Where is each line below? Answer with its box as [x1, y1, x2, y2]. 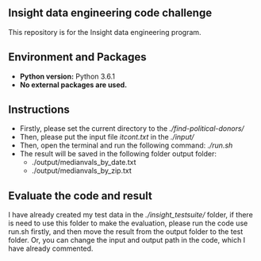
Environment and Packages [8, 51, 147, 64]
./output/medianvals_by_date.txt [31, 158, 136, 167]
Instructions [8, 103, 70, 117]
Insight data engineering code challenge [8, 6, 213, 20]
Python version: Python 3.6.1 [19, 71, 115, 81]
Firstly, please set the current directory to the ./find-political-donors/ [19, 124, 244, 133]
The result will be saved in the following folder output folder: [19, 149, 217, 159]
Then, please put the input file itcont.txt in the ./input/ [19, 132, 194, 142]
